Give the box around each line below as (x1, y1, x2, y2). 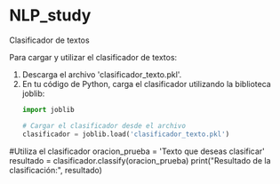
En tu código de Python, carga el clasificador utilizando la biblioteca (21, 78, 271, 89)
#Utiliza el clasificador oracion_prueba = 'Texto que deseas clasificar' (9, 146, 265, 156)
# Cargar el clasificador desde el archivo (21, 121, 187, 130)
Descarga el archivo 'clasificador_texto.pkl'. (21, 68, 182, 80)
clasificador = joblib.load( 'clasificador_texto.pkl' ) (21, 130, 230, 139)
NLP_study (9, 5, 92, 26)
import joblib (21, 105, 75, 114)
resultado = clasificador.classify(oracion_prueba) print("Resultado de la (9, 155, 271, 165)
